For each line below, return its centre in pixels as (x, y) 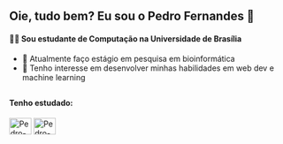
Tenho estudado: (41, 102)
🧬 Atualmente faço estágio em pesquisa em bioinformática (129, 58)
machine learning (54, 77)
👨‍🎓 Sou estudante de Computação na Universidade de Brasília (126, 38)
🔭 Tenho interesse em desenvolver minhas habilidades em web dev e (148, 68)
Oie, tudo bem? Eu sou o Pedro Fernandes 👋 (132, 16)
